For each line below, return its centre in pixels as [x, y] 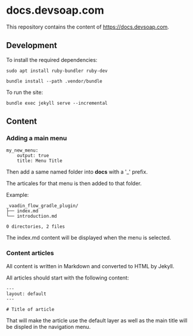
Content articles [30, 253]
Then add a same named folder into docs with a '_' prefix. [77, 172]
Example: [18, 195]
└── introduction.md [32, 216]
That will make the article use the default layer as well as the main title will [97, 320]
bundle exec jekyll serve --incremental [57, 103]
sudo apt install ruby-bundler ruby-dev [57, 71]
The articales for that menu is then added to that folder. [74, 183]
